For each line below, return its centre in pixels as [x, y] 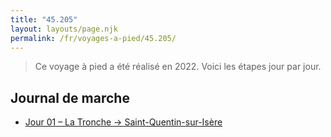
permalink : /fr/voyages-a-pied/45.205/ [93, 38]
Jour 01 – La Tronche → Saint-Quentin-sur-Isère [123, 122]
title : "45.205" [44, 19]
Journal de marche [70, 97]
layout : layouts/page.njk [64, 29]
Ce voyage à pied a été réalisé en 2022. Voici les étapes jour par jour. [178, 67]
